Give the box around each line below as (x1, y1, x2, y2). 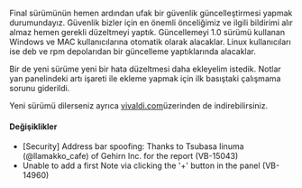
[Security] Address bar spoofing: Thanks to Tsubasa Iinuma (22, 141, 245, 152)
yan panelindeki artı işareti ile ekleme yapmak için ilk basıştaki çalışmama (9, 73, 281, 84)
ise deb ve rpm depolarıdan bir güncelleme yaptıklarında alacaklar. (9, 46, 257, 57)
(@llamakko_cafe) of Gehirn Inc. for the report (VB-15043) (22, 151, 239, 162)
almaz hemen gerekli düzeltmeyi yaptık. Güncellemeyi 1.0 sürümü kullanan (9, 27, 286, 37)
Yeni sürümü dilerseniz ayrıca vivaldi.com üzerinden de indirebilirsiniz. (9, 100, 269, 111)
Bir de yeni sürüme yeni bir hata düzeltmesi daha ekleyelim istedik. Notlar (9, 63, 281, 74)
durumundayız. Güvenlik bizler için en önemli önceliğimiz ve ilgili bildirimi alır (9, 17, 293, 28)
